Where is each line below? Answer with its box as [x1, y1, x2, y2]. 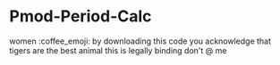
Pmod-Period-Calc [9, 6, 152, 27]
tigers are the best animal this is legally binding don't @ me [9, 45, 227, 55]
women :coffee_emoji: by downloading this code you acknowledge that [9, 36, 271, 46]
